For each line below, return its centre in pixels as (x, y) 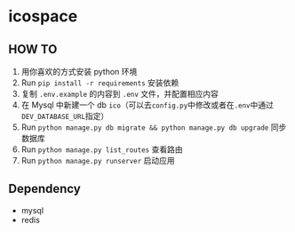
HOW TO (33, 49)
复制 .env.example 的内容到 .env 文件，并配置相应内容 (120, 94)
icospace (43, 16)
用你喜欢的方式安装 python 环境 (79, 72)
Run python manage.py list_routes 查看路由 (102, 149)
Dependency (44, 189)
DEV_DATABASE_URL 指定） (65, 116)
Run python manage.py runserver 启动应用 (98, 160)
